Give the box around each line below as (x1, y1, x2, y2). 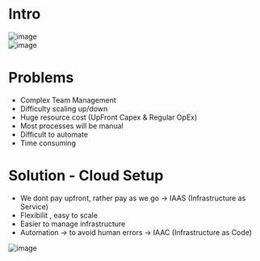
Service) (19, 201, 48, 211)
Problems (8, 69, 74, 87)
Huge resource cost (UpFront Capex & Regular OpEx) (19, 112, 198, 122)
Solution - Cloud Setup (8, 166, 164, 185)
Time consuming (19, 138, 77, 148)
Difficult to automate (19, 129, 89, 139)
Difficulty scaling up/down (19, 103, 108, 113)
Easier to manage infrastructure (19, 219, 126, 229)
